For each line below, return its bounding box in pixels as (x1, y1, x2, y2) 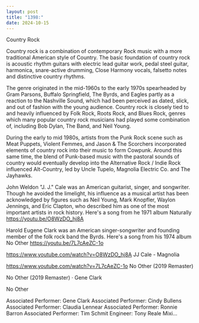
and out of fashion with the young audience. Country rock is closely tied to (6, 104, 189, 111)
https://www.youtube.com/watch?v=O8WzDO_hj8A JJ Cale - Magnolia (6, 251, 180, 258)
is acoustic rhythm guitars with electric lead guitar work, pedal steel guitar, (6, 60, 189, 67)
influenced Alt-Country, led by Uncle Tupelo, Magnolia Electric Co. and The (6, 166, 191, 173)
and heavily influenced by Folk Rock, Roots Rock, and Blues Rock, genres (6, 110, 186, 117)
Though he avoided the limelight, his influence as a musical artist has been (6, 190, 189, 197)
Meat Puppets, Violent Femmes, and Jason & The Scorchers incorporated (6, 141, 187, 148)
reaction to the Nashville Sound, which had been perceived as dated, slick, (6, 97, 189, 104)
